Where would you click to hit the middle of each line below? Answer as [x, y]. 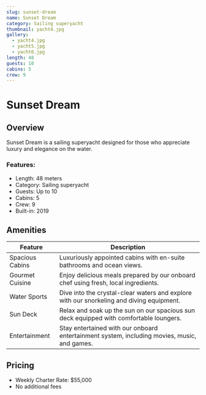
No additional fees [38, 386]
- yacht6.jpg [29, 52]
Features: [21, 165]
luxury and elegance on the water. [49, 149]
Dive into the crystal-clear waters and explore [125, 293]
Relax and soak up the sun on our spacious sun [127, 310]
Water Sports [29, 297]
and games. [76, 343]
